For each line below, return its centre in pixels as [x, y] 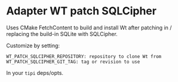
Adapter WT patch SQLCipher [82, 11]
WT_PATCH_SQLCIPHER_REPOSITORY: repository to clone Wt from [84, 56]
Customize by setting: [33, 45]
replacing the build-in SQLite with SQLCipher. [62, 34]
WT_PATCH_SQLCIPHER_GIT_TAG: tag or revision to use [73, 62]
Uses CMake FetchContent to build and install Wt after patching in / [89, 28]
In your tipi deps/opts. [35, 72]
